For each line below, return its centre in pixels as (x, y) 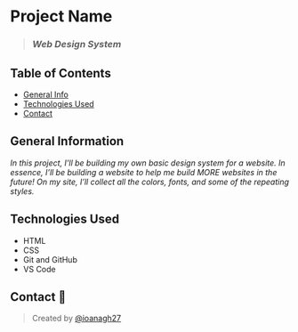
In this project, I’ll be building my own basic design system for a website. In (148, 163)
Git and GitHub (50, 259)
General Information (67, 141)
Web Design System (77, 45)
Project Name (61, 16)
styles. (22, 191)
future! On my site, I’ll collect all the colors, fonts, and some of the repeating (150, 182)
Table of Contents (61, 73)
